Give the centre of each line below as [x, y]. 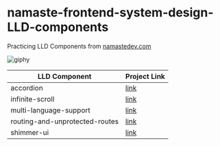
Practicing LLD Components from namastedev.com [79, 46]
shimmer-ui [30, 132]
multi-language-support [50, 110]
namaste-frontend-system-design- [110, 13]
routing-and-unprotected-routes [65, 121]
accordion [27, 88]
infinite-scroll [33, 99]
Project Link [146, 76]
